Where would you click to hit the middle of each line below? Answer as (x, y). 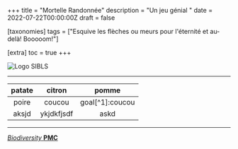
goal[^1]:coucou (108, 102)
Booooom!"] (41, 39)
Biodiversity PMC (33, 138)
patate (22, 90)
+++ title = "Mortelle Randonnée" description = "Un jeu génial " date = (110, 10)
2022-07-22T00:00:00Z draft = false (61, 18)
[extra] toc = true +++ (39, 53)
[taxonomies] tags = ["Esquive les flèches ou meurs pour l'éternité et (108, 31)
